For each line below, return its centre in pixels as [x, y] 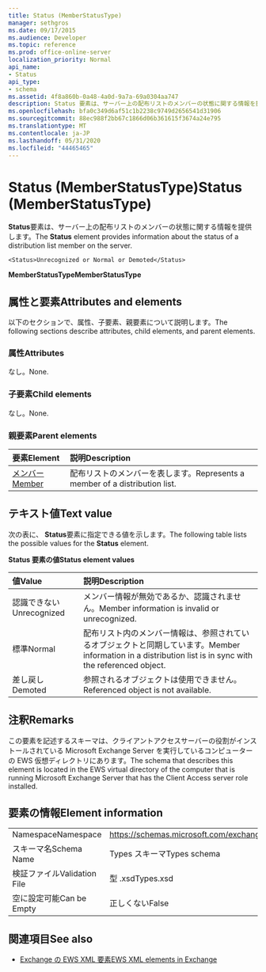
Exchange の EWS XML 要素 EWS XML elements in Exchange [118, 959]
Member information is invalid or [159, 608]
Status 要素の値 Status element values [71, 560]
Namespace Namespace [57, 834]
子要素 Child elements [50, 394]
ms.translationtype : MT [47, 126]
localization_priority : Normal [60, 60]
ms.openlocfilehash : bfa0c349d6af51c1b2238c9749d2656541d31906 [115, 112]
